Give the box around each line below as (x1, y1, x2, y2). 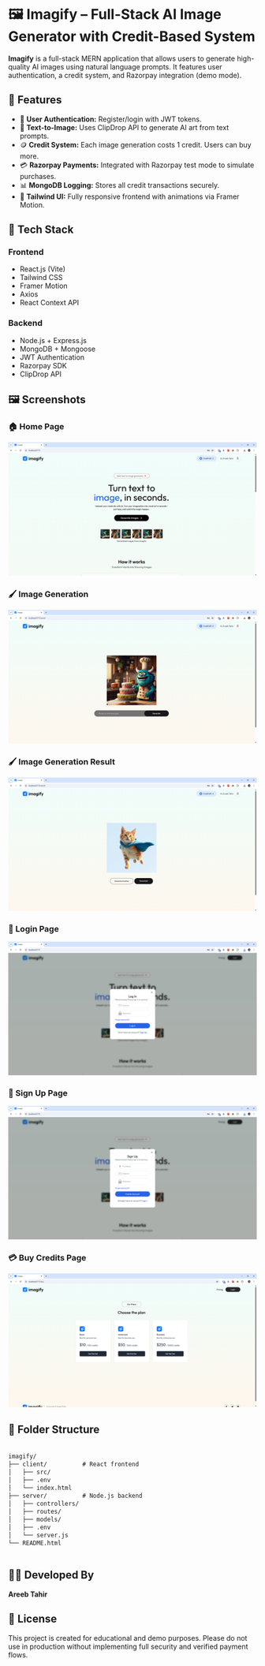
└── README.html (8, 1539, 62, 1547)
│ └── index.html (8, 1484, 73, 1492)
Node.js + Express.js (19, 335, 87, 345)
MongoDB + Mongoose (19, 344, 96, 353)
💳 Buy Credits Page (8, 1253, 87, 1264)
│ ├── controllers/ (8, 1500, 80, 1507)
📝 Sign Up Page (8, 1088, 69, 1099)
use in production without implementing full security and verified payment (8, 1642, 248, 1651)
